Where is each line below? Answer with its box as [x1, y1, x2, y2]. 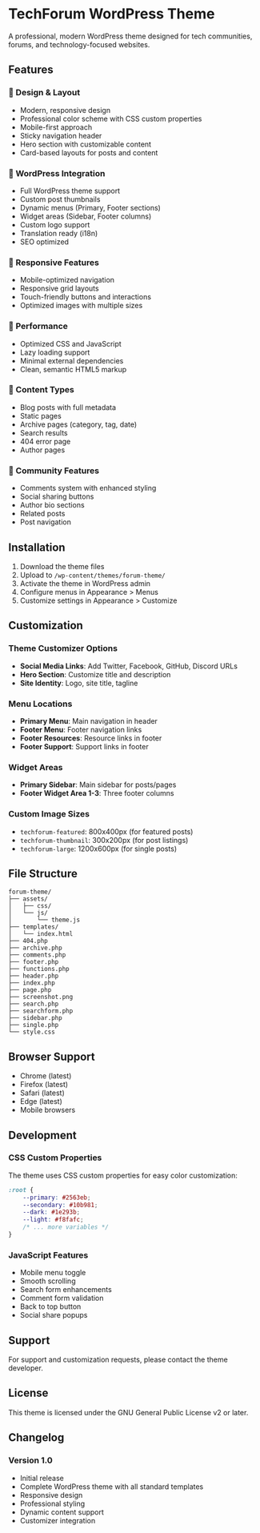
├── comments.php [8, 951, 66, 959]
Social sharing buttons [19, 492, 94, 501]
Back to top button [19, 1302, 82, 1311]
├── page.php [8, 986, 52, 994]
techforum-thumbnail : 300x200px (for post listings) [19, 835, 189, 845]
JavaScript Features [8, 1250, 89, 1261]
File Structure [8, 866, 78, 881]
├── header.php [8, 972, 59, 981]
